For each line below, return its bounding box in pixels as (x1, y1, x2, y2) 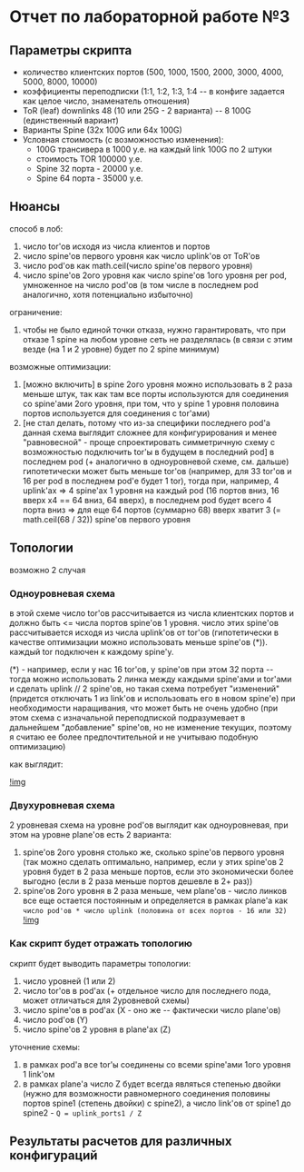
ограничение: (9, 306, 63, 317)
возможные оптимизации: (9, 361, 112, 372)
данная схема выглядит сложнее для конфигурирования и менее (22, 427, 278, 438)
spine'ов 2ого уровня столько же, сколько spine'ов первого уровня (22, 847, 285, 858)
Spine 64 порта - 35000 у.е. (35, 173, 143, 184)
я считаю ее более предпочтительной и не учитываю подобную (9, 731, 259, 742)
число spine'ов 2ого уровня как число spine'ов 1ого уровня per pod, (22, 270, 288, 281)
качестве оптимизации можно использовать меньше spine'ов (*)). (9, 636, 268, 647)
